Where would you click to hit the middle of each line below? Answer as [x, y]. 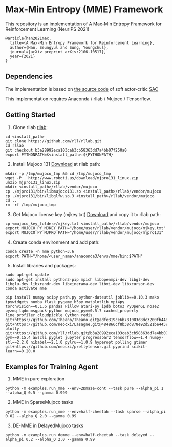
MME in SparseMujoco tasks [43, 402]
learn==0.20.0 [20, 351]
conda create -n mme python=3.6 [40, 251]
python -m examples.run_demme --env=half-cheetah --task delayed [76, 435]
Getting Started [30, 115]
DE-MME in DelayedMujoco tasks [48, 425]
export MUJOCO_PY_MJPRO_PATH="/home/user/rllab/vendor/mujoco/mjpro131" [84, 232]
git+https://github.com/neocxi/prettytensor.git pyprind [67, 347]
